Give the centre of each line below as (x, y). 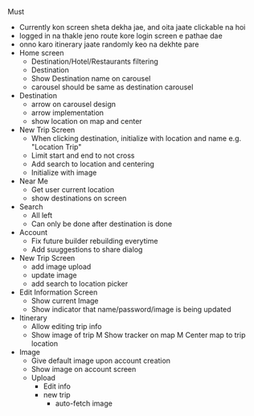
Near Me (34, 181)
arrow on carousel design (74, 104)
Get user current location (72, 189)
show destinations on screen (79, 198)
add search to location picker (80, 284)
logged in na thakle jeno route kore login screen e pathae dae (121, 36)
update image (54, 275)
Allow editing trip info (66, 326)
